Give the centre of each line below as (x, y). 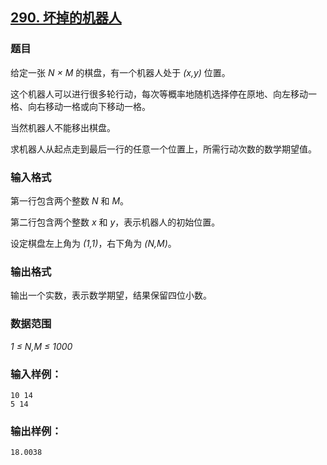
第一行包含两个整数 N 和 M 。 (70, 200)
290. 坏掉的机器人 (66, 18)
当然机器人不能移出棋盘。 (63, 127)
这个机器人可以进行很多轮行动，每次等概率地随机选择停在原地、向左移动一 (163, 94)
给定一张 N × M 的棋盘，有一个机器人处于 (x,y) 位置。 (120, 72)
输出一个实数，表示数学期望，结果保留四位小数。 (111, 295)
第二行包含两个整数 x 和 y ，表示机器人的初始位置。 (115, 222)
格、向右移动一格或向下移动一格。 (80, 106)
